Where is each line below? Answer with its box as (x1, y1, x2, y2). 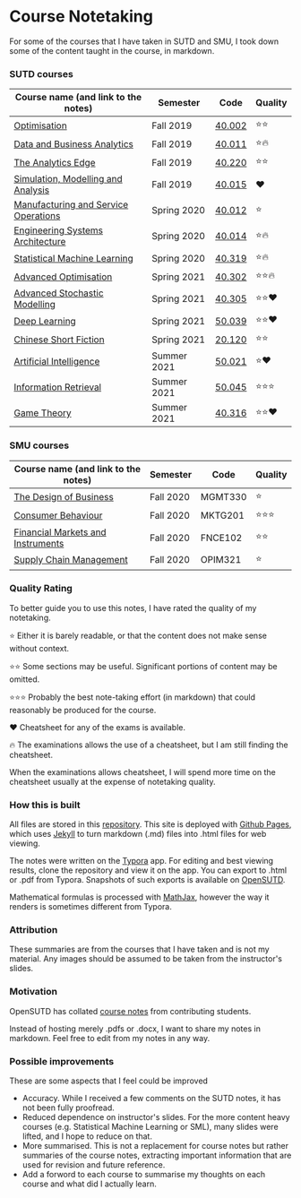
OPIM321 (200, 554, 242, 566)
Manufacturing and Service (13, 199, 129, 211)
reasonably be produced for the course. (9, 704, 157, 715)
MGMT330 (200, 491, 247, 504)
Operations (13, 210, 61, 222)
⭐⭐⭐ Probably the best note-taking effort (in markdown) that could (9, 692, 255, 702)
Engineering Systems (13, 224, 104, 237)
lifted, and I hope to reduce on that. (21, 1131, 152, 1142)
